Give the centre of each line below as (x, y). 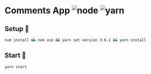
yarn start (16, 67)
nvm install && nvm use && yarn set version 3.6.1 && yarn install (75, 40)
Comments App (37, 11)
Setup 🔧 (17, 29)
